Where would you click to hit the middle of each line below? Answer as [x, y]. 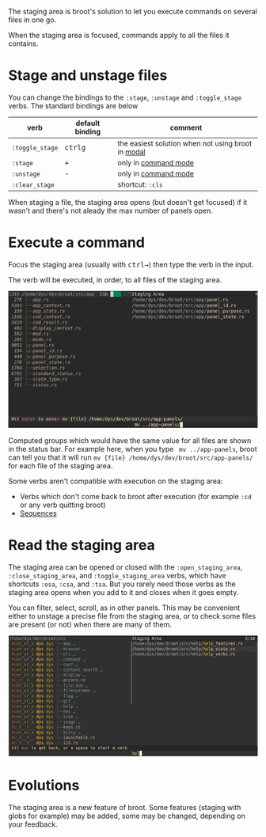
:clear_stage [33, 185]
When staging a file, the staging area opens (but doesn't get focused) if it [128, 202]
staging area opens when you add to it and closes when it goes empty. [123, 593]
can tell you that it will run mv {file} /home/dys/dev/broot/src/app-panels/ [131, 457]
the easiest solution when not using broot [185, 143]
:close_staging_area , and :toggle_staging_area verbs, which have [117, 576]
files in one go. [32, 20]
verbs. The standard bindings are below [73, 105]
